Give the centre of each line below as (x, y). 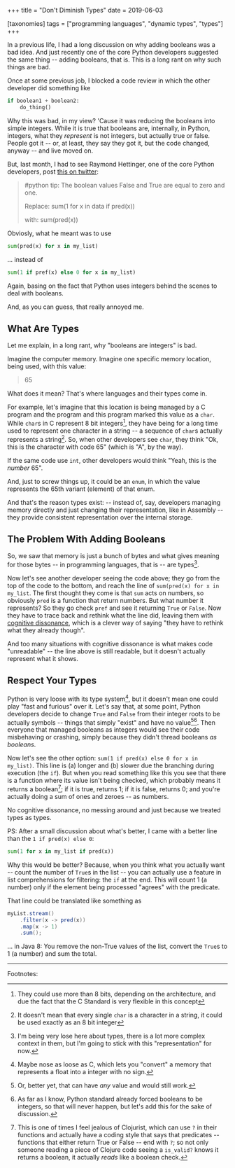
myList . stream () (31, 913)
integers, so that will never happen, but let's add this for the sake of (114, 1106)
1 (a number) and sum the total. (52, 954)
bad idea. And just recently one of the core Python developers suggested (113, 52)
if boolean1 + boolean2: (43, 101)
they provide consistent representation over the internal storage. (100, 517)
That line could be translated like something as (74, 901)
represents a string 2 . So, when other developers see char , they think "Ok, (113, 438)
